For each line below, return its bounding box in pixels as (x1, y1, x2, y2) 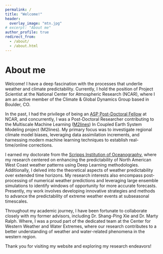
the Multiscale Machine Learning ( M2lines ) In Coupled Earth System (5, 121, 143, 127)
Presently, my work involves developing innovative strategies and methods (5, 188, 155, 193)
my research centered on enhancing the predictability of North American (5, 157, 151, 163)
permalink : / (5, 7, 32, 12)
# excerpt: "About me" (5, 25, 51, 30)
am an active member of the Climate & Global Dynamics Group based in (5, 96, 149, 102)
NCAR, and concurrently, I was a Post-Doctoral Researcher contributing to (5, 116, 154, 122)
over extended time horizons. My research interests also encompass (5, 172, 143, 178)
